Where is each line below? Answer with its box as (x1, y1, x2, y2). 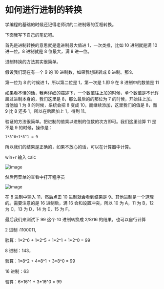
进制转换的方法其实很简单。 (5, 59, 61, 64)
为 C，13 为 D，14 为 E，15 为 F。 (5, 206, 72, 212)
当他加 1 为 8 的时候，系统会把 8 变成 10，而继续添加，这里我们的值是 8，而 (5, 102, 157, 108)
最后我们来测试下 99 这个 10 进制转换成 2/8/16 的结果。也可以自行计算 (5, 216, 146, 222)
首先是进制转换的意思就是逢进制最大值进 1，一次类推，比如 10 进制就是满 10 (5, 42, 158, 48)
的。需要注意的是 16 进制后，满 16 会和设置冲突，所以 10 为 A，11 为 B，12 (5, 200, 154, 206)
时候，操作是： (22, 124, 53, 130)
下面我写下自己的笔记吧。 (5, 32, 57, 38)
